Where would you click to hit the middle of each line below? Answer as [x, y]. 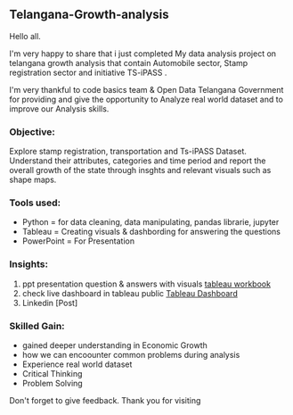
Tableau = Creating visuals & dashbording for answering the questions [151, 232]
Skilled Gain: [37, 326]
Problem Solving [52, 383]
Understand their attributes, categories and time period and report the [138, 161]
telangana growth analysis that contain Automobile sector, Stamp [129, 62]
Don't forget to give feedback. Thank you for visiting [105, 400]
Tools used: [35, 203]
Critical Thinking [52, 373]
